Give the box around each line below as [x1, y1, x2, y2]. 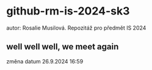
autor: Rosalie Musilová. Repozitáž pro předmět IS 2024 [6, 24, 147, 31]
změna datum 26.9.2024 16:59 [6, 57, 84, 65]
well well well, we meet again [6, 42, 119, 52]
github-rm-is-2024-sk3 [6, 4, 130, 18]
